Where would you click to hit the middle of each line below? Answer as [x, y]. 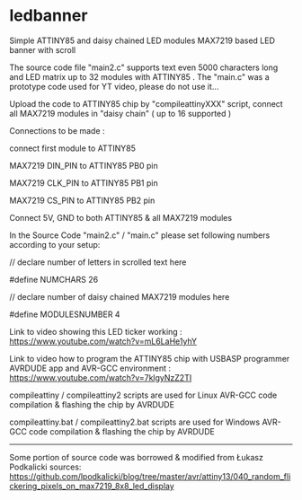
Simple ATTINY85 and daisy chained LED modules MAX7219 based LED [142, 40]
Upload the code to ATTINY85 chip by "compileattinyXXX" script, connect [146, 103]
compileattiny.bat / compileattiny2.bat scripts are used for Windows [135, 422]
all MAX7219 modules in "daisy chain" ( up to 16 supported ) [120, 113]
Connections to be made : [57, 130]
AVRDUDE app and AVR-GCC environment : [90, 368]
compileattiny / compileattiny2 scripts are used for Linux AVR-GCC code [143, 395]
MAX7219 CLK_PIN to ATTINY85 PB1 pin [84, 183]
